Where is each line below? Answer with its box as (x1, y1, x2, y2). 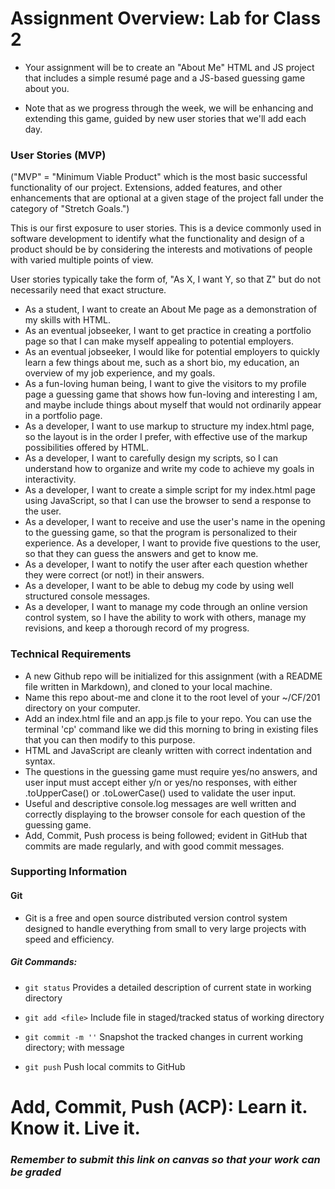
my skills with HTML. (24, 314, 111, 326)
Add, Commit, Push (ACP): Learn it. (10, 1095, 308, 1118)
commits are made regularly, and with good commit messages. (24, 840, 285, 852)
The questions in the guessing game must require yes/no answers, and (24, 765, 318, 777)
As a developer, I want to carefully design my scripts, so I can (24, 452, 278, 464)
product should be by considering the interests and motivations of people (10, 243, 313, 256)
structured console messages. (24, 590, 151, 602)
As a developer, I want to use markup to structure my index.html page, (24, 420, 315, 432)
